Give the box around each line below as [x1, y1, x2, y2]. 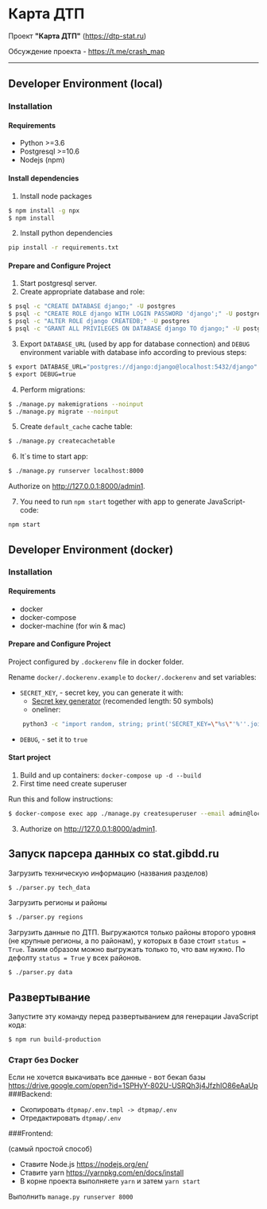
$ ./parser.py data [8, 969, 73, 977]
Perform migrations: [19, 384, 86, 394]
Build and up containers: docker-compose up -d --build [19, 770, 202, 780]
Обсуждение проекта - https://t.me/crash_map [8, 46, 165, 56]
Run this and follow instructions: [8, 794, 114, 804]
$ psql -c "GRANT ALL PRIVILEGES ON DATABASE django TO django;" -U [8, 325, 240, 333]
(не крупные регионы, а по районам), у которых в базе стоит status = [8, 936, 246, 946]
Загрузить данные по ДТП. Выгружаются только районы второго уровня [8, 928, 257, 938]
